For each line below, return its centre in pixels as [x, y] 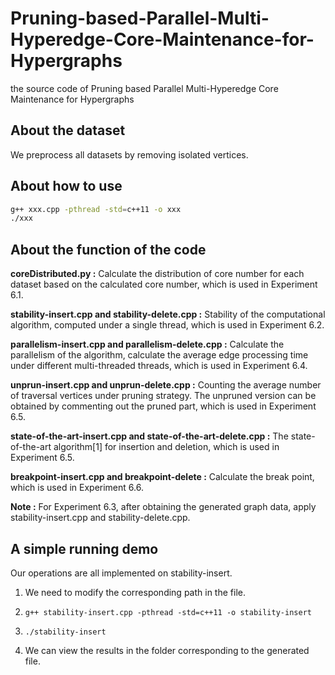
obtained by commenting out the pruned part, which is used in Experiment [163, 406]
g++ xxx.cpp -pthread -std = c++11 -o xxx [96, 209]
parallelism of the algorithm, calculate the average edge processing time [159, 355]
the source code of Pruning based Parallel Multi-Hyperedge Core [144, 88]
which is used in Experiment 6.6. [77, 488]
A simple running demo [84, 548]
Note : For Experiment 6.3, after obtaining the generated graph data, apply [163, 507]
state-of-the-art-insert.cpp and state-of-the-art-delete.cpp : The [149, 436]
